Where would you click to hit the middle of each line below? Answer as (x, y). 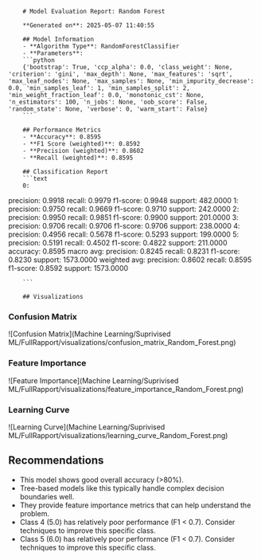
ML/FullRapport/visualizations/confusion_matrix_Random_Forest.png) (122, 343)
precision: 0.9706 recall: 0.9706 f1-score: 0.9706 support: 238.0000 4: (124, 226)
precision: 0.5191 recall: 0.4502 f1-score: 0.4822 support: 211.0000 (118, 243)
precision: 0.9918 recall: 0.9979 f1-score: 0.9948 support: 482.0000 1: (123, 200)
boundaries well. (47, 496)
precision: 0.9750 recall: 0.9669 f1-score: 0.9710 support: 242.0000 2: (124, 209)
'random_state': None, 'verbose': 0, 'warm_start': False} (108, 109)
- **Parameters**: (53, 53)
